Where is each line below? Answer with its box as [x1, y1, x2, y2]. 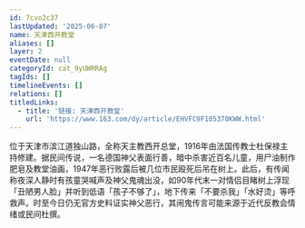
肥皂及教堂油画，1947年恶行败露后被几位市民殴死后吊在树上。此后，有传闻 [9, 164, 290, 174]
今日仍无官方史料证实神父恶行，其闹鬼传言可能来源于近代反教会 [48, 197, 288, 209]
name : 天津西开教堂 [9, 30, 75, 39]
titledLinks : [9, 97, 59, 107]
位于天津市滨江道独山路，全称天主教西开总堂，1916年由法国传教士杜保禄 [9, 141, 280, 152]
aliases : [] [9, 38, 54, 48]
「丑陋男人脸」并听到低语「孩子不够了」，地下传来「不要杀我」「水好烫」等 [9, 186, 288, 197]
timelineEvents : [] [9, 81, 84, 90]
